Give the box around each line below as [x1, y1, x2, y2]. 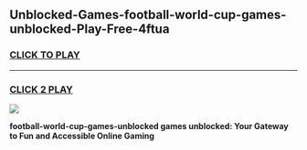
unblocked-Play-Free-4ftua [9, 22, 170, 37]
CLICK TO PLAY [9, 49, 80, 62]
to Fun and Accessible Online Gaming [9, 130, 155, 141]
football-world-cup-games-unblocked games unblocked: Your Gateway [9, 120, 290, 131]
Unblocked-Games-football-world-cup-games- [9, 7, 287, 23]
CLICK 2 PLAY [9, 83, 73, 95]
